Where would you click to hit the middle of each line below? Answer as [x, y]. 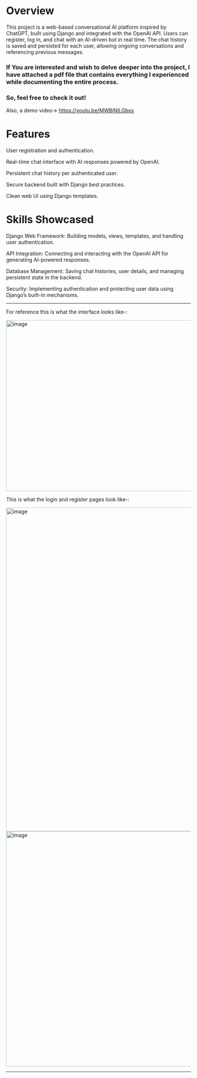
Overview [30, 11]
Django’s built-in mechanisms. [43, 295]
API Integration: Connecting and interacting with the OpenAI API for [87, 254]
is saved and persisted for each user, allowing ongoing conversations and [95, 46]
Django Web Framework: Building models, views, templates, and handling [95, 236]
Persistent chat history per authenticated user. [62, 173]
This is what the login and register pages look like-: [68, 500]
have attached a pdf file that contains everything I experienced [98, 75]
